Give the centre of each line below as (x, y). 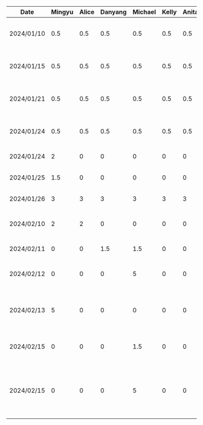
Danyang (114, 12)
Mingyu (62, 12)
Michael (144, 12)
